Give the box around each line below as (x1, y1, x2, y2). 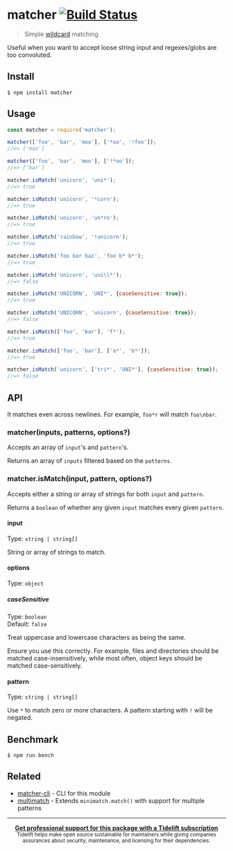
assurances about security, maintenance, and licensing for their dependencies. (22, 837, 211, 844)
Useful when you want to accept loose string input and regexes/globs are (7, 43, 217, 51)
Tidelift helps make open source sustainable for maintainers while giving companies (17, 831, 216, 838)
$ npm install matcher (7, 89, 73, 96)
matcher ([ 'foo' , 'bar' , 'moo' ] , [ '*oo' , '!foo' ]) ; (7, 139, 157, 146)
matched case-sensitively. (7, 661, 83, 669)
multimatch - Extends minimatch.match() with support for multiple (17, 796, 205, 805)
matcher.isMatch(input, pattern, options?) (7, 474, 153, 484)
